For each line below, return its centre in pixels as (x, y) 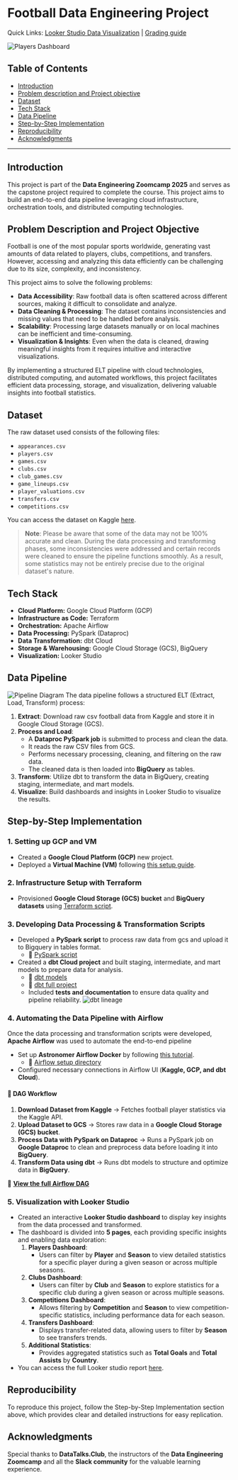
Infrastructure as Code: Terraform (68, 618)
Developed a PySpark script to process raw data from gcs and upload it (123, 939)
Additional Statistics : (59, 1345)
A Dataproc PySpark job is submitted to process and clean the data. (128, 739)
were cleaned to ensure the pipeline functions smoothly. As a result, (124, 556)
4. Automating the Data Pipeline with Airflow (85, 1018)
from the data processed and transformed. (80, 1224)
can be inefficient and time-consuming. (75, 334)
